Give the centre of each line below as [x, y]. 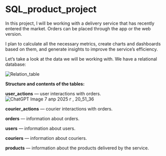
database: [16, 64]
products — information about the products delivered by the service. [77, 148]
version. [14, 34]
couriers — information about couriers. [46, 138]
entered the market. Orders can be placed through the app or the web [78, 28]
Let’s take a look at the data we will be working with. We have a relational [81, 59]
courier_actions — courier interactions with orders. [59, 109]
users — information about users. [40, 128]
